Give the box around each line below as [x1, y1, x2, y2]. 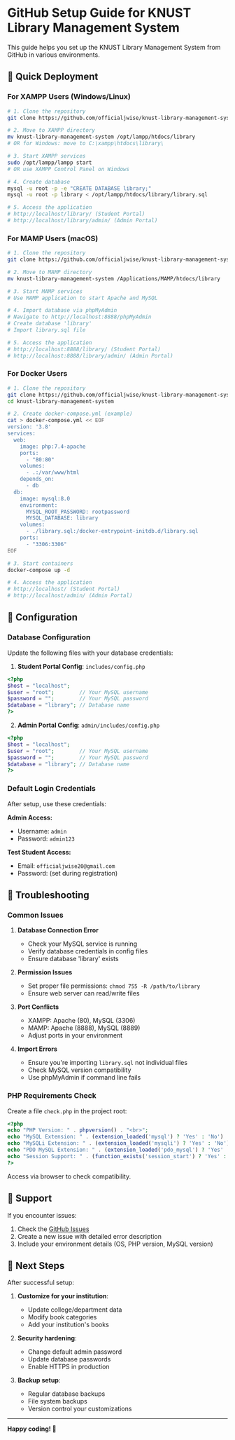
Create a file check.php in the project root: [7, 1106, 127, 1115]
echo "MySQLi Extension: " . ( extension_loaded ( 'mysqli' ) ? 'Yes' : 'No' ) [7, 1140, 230, 1147]
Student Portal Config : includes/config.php [17, 662, 145, 670]
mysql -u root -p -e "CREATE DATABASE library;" [7, 184, 152, 192]
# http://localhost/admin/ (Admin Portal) [7, 592, 133, 599]
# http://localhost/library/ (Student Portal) [7, 210, 145, 218]
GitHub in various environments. [7, 50, 100, 59]
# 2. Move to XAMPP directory [7, 127, 96, 134]
